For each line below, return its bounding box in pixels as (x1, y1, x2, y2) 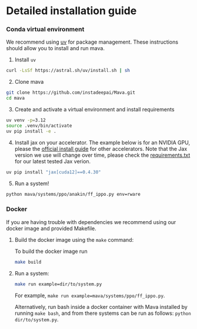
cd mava (6, 96, 25, 101)
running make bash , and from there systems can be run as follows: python (14, 310, 191, 317)
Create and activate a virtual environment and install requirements (14, 106, 175, 113)
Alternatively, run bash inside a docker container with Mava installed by (14, 303, 188, 310)
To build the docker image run (14, 248, 88, 255)
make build (14, 259, 42, 265)
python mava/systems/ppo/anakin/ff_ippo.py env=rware (6, 191, 141, 197)
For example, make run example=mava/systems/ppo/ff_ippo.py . (14, 292, 165, 299)
